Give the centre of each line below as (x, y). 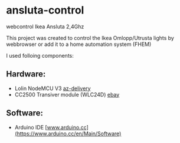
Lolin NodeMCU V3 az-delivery (53, 88)
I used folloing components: (40, 55)
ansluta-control (45, 10)
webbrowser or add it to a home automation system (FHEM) (79, 44)
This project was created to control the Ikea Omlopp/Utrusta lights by (90, 38)
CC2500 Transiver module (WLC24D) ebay (67, 94)
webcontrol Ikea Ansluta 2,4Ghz (45, 26)
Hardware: (26, 74)
